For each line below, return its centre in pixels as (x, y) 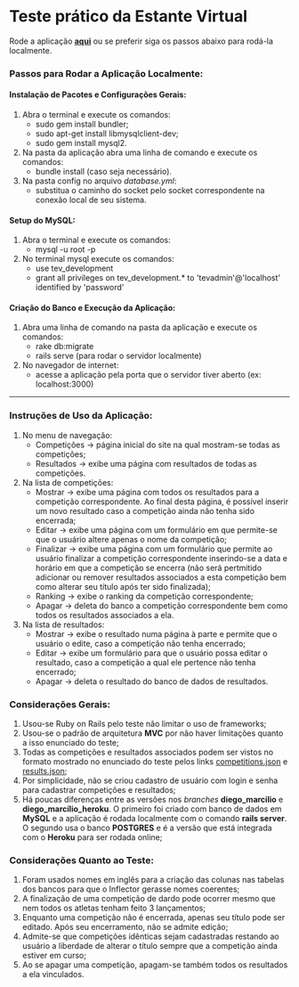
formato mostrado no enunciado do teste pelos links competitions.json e (155, 762)
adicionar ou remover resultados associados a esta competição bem (161, 577)
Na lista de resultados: (63, 624)
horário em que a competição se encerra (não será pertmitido (149, 567)
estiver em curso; (54, 956)
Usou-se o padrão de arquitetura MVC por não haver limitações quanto (153, 733)
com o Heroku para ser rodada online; (92, 837)
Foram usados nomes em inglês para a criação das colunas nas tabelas (153, 880)
